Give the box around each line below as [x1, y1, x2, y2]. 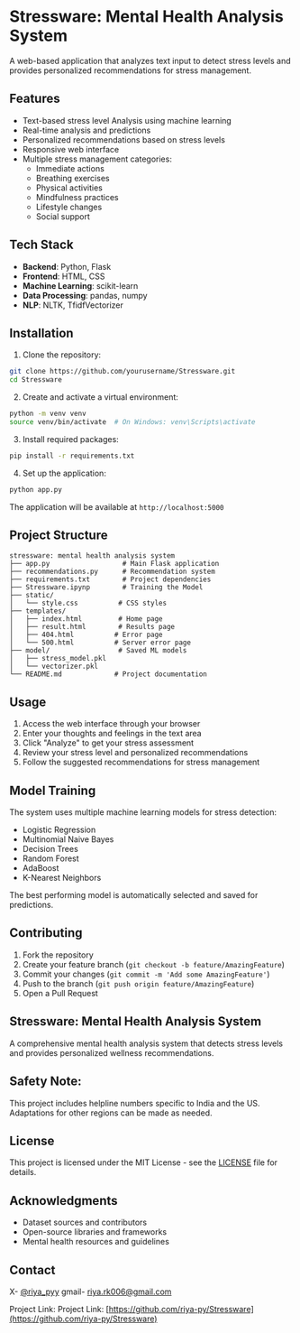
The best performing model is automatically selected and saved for [9, 890, 259, 901]
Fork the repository [22, 949, 95, 960]
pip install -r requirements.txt [9, 451, 135, 460]
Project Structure [9, 528, 108, 543]
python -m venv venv [9, 409, 87, 419]
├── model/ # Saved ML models [9, 646, 187, 655]
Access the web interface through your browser [22, 718, 201, 729]
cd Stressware [9, 375, 63, 384]
